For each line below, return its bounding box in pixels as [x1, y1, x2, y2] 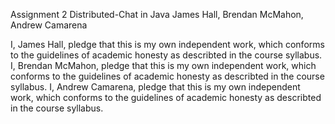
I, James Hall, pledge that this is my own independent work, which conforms [10, 39, 325, 50]
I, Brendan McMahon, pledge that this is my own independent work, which [10, 60, 317, 71]
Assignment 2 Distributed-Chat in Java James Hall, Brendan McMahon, [10, 9, 304, 20]
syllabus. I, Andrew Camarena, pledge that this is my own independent [10, 81, 301, 93]
